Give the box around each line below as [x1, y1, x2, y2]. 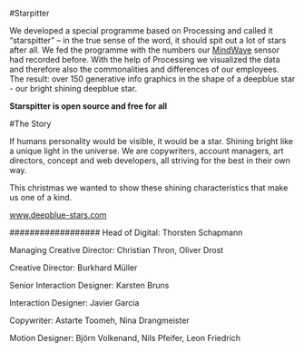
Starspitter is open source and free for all [9, 101, 168, 112]
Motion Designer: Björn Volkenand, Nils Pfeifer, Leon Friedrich [9, 333, 241, 343]
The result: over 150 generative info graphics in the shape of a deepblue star [9, 73, 296, 84]
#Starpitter [9, 8, 50, 18]
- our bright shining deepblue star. [9, 83, 138, 93]
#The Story [9, 118, 52, 129]
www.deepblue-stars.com [9, 210, 107, 220]
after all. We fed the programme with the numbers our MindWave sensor [9, 44, 279, 55]
